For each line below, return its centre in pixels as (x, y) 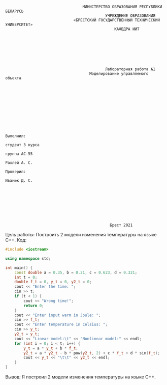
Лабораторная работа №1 (130, 69)
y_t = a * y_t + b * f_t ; (51, 348)
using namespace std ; (28, 258)
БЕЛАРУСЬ (14, 11)
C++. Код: (16, 240)
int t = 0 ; (26, 277)
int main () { (19, 268)
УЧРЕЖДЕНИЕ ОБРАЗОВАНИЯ (130, 16)
